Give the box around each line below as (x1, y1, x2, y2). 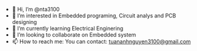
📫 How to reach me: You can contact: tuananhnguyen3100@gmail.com (12, 38, 191, 45)
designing (12, 19, 38, 25)
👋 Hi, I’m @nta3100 (12, 6, 60, 13)
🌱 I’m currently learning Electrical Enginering (12, 25, 124, 32)
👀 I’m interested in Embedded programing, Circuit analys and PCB (12, 12, 176, 19)
